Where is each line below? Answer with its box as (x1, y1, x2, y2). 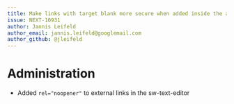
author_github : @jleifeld (7, 36, 82, 43)
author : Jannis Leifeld (7, 23, 77, 30)
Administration (7, 66, 95, 82)
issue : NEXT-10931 (7, 17, 61, 24)
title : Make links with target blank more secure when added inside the (7, 10, 223, 17)
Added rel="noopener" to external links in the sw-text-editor (17, 89, 190, 97)
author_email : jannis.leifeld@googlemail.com (7, 29, 141, 37)
